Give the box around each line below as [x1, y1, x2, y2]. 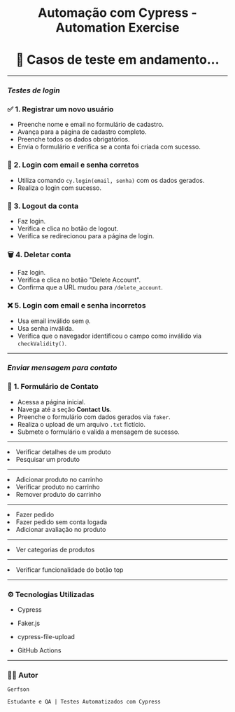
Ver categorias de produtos [16, 545, 95, 554]
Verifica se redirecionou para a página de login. [17, 231, 155, 240]
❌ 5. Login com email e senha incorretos [7, 301, 146, 310]
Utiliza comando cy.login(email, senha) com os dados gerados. [17, 176, 205, 184]
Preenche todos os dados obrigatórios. [17, 135, 130, 144]
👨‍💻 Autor [7, 670, 38, 680]
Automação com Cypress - [38, 5, 197, 21]
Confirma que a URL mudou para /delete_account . [17, 283, 163, 292]
